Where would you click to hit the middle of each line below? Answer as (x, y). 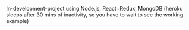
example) (18, 21)
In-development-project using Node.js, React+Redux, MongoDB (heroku (94, 9)
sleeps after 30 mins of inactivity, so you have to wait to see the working (95, 15)
